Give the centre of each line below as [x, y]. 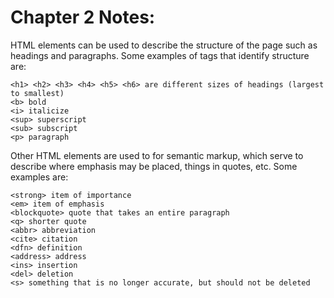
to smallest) [37, 93]
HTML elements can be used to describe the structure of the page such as [164, 45]
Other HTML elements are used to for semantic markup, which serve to [157, 155]
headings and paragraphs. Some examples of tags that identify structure [160, 55]
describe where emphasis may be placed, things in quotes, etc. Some [154, 166]
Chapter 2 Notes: [83, 17]
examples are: [39, 177]
